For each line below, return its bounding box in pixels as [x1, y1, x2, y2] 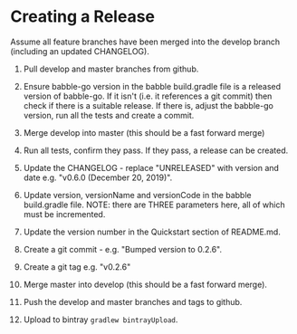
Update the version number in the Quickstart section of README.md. [23, 226, 282, 237]
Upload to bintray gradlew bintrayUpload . [23, 314, 178, 325]
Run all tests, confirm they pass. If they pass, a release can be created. [23, 145, 289, 156]
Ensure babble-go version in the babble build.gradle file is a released [23, 81, 282, 91]
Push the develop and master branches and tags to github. [23, 296, 243, 307]
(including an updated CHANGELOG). [10, 45, 150, 56]
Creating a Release [10, 6, 156, 27]
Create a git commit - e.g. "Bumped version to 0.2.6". [23, 243, 223, 254]
